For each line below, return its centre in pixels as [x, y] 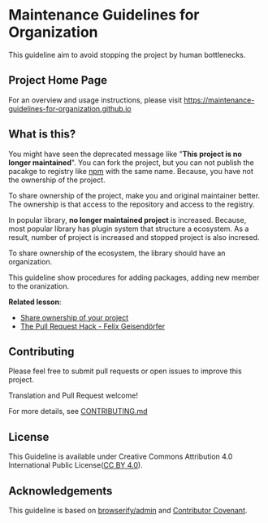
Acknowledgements [61, 491]
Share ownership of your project [74, 317]
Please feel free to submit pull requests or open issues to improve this [125, 371]
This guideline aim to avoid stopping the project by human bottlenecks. [127, 54]
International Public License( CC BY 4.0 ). [76, 465]
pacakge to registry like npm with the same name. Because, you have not [131, 171]
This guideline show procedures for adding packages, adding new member [134, 277]
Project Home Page [58, 80]
